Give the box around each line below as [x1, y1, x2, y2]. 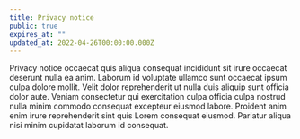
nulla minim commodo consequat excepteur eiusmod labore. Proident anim [9, 100, 287, 112]
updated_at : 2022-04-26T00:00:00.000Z [9, 38, 154, 48]
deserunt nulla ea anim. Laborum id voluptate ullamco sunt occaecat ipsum [9, 73, 287, 83]
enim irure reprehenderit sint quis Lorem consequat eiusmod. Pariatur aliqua [9, 110, 292, 121]
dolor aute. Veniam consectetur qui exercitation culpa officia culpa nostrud [9, 91, 286, 102]
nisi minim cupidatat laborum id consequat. [9, 120, 169, 131]
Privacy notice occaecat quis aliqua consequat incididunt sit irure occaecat [9, 63, 287, 74]
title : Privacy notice [9, 13, 94, 22]
